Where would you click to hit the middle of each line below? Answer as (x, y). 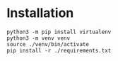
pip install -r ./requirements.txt (59, 50)
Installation (40, 13)
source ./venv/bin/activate (48, 44)
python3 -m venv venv (39, 38)
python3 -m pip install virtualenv (59, 32)
